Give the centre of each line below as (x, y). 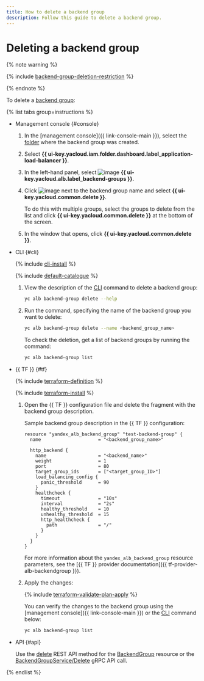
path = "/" (79, 525)
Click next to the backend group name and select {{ (101, 191)
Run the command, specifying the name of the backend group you (107, 311)
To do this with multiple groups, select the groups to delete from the (109, 209)
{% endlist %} (24, 672)
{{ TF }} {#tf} (31, 370)
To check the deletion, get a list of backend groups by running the (107, 340)
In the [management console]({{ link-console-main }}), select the (106, 136)
